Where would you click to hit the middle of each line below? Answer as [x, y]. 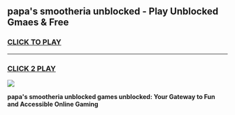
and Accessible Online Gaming [53, 104]
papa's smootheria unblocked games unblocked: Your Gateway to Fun [111, 96]
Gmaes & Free [38, 23]
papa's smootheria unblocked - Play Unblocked [113, 11]
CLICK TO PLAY [34, 43]
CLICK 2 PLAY [31, 68]
